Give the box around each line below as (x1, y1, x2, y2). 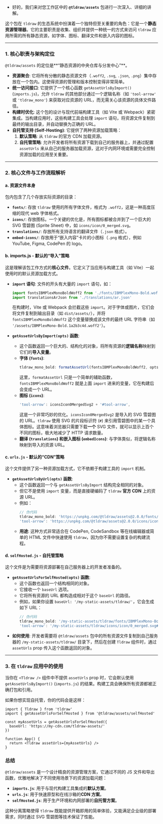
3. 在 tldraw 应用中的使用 (5, 662, 64, 669)
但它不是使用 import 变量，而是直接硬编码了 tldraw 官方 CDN (19, 488, 142, 494)
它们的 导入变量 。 (19, 349, 54, 355)
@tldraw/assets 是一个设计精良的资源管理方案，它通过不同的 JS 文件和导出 (5, 769, 155, 775)
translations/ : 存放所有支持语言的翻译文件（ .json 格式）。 (12, 228, 130, 234)
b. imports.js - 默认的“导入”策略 (5, 253, 69, 259)
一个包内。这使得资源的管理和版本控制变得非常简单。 (20, 79, 127, 85)
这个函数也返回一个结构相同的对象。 (19, 581, 92, 586)
